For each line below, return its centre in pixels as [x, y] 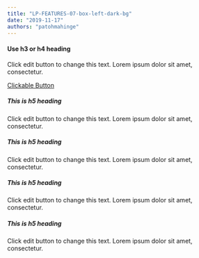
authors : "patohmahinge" [43, 26]
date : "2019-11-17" [35, 20]
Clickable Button [31, 85]
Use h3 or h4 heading [39, 49]
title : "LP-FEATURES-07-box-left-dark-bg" [70, 14]
